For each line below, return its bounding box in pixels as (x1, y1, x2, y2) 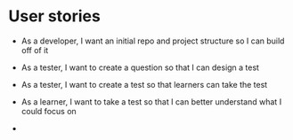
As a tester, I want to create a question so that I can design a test (20, 62, 260, 73)
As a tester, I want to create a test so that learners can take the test (20, 79, 268, 89)
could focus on (20, 105, 77, 116)
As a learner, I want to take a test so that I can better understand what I (20, 96, 282, 107)
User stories (8, 6, 102, 27)
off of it (20, 44, 49, 55)
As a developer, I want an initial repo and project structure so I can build (20, 35, 285, 46)
